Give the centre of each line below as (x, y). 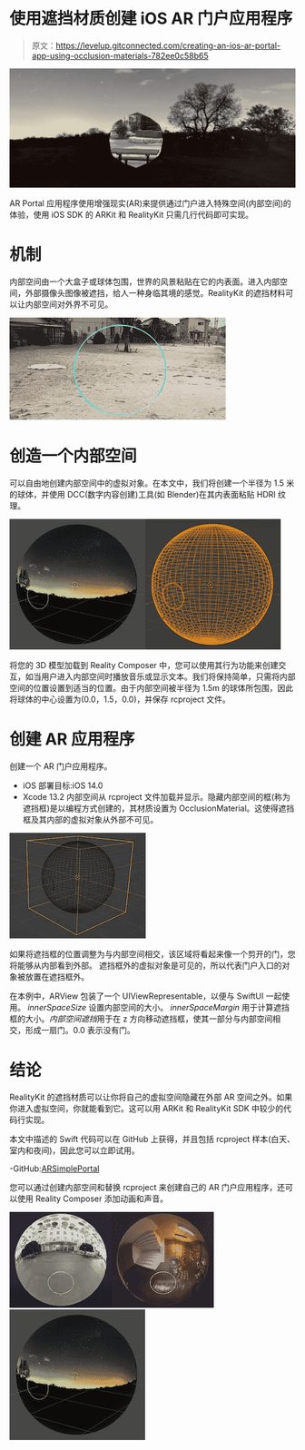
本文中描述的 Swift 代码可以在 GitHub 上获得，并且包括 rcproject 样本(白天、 (152, 1139)
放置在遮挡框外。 (57, 976)
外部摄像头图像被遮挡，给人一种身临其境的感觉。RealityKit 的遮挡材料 (155, 293)
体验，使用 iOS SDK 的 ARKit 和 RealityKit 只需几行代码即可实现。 (132, 215)
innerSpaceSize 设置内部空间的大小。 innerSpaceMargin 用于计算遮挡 (158, 1007)
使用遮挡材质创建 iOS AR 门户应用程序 (151, 19)
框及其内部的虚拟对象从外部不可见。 (90, 819)
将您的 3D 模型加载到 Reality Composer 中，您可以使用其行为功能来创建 (144, 665)
